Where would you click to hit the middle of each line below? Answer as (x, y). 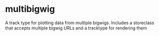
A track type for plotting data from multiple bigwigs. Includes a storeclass (80, 23)
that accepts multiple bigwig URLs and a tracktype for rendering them (76, 28)
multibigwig (30, 9)
